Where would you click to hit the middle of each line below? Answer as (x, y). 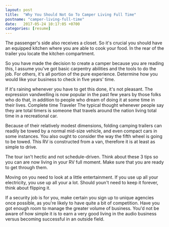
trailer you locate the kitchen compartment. (50, 54)
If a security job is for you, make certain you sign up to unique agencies (79, 198)
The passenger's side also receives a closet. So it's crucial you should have (84, 43)
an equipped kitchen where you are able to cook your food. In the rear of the (85, 48)
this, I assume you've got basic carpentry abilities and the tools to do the (81, 69)
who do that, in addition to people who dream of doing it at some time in (80, 100)
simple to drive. (21, 147)
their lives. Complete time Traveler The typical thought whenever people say (84, 105)
